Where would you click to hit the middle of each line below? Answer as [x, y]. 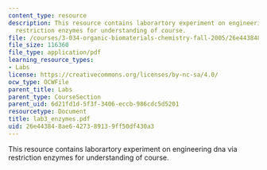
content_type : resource [48, 15]
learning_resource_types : [51, 60]
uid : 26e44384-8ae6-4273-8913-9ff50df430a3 [81, 126]
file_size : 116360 [39, 45]
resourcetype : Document [48, 112]
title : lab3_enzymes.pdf [49, 119]
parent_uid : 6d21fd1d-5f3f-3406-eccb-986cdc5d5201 [94, 104]
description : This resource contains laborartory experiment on [117, 23]
